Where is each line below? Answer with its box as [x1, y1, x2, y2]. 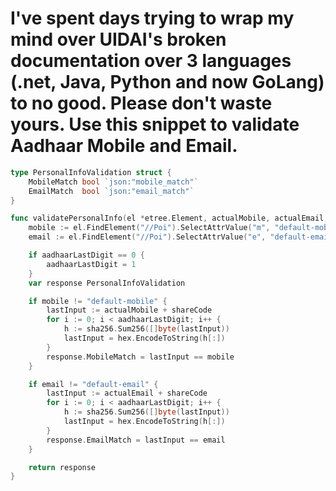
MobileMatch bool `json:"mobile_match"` [28, 177, 199, 187]
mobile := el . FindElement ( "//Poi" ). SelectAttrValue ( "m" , [28, 223, 271, 233]
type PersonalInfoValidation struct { [10, 167, 172, 177]
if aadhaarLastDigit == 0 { [28, 250, 145, 261]
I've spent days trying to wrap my [10, 7, 295, 30]
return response [28, 462, 97, 472]
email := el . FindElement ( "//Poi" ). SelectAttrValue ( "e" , [28, 232, 267, 242]
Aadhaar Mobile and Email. [10, 135, 238, 157]
